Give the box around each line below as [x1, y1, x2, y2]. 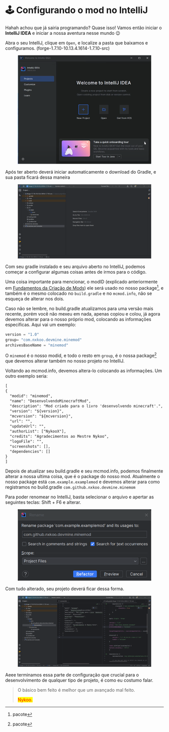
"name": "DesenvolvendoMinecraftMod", [10, 399, 92, 404]
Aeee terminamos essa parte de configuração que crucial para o [5, 672, 139, 678]
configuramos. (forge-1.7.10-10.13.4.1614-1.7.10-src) [5, 45, 110, 51]
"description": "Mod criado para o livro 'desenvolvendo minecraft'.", [10, 404, 163, 409]
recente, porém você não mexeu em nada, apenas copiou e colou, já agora [5, 310, 160, 317]
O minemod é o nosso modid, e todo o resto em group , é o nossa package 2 [5, 352, 157, 359]
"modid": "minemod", [10, 394, 53, 399]
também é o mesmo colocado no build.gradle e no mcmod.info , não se [5, 290, 152, 296]
